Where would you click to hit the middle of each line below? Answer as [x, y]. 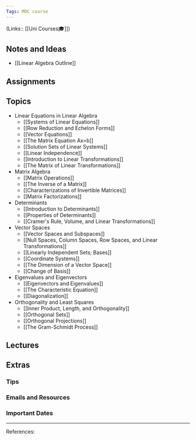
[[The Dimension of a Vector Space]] [67, 264]
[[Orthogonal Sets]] [46, 314]
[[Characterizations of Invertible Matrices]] [75, 190]
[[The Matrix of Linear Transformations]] [72, 165]
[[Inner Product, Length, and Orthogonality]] [76, 308]
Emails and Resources [38, 397]
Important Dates [30, 413]
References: [20, 431]
